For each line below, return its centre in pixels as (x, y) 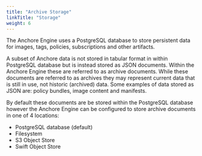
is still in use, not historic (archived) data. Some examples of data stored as (100, 84)
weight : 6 (19, 23)
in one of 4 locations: (33, 115)
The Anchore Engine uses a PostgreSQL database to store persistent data (99, 41)
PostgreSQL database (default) (54, 127)
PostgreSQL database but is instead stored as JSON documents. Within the (100, 65)
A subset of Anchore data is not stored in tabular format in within (87, 59)
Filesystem (29, 134)
